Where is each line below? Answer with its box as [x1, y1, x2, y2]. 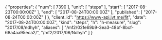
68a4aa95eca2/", [5, 30, 40, 35]
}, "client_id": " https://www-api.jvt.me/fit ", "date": [47, 14, 147, 20]
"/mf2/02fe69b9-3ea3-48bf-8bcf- [64, 25, 134, 30]
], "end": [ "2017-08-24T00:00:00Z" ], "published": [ [37, 9, 143, 15]
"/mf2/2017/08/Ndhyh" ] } [41, 30, 93, 35]
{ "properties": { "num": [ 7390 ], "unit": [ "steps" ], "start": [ [5, 4, 126, 10]
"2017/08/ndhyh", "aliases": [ [5, 25, 64, 30]
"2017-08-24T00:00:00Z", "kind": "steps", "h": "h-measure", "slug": [5, 19, 141, 25]
